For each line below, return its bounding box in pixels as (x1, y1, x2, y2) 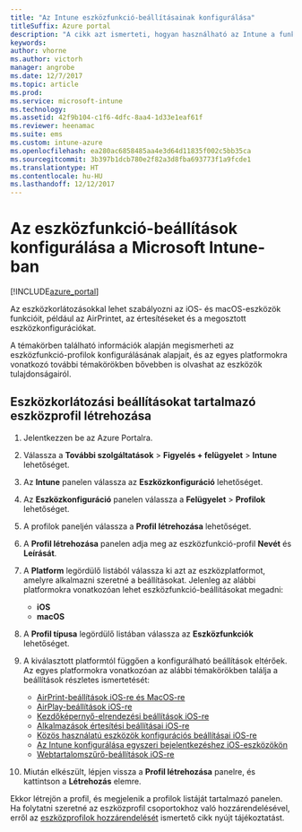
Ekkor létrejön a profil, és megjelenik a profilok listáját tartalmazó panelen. (10, 793, 283, 803)
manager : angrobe (10, 64, 75, 73)
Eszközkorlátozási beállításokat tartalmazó (10, 394, 256, 410)
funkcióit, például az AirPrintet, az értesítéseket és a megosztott (10, 313, 246, 324)
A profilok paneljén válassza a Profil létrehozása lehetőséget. (22, 521, 252, 532)
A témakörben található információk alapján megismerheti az (10, 340, 235, 351)
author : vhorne (10, 47, 67, 56)
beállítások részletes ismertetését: (22, 674, 151, 685)
